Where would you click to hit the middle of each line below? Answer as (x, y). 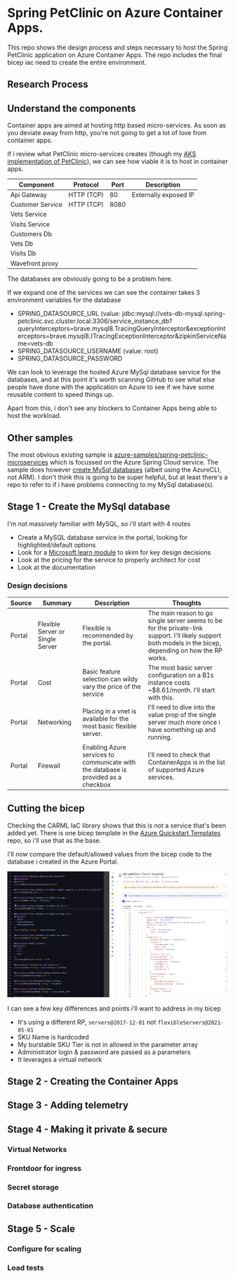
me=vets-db (35, 343)
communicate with (109, 762)
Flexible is (97, 628)
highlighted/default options (57, 545)
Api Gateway (29, 194)
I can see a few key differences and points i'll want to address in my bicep (114, 1008)
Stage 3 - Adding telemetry (68, 1105)
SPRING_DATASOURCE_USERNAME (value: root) (88, 351)
